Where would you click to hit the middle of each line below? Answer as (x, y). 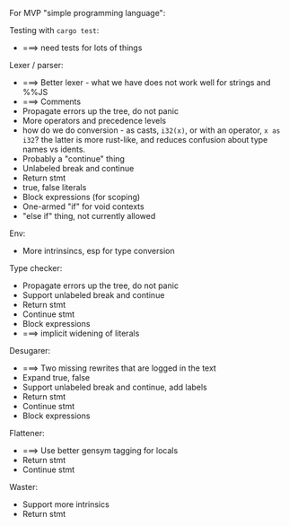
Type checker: (36, 268)
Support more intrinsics (66, 504)
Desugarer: (30, 351)
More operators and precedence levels (94, 121)
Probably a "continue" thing (74, 159)
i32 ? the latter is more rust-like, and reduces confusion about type (145, 140)
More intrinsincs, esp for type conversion (98, 251)
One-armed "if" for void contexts (83, 206)
